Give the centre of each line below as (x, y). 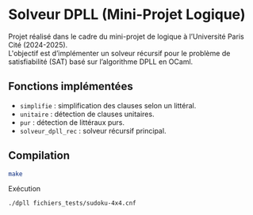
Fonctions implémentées (71, 87)
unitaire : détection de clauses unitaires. (87, 114)
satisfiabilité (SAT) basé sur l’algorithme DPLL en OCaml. (101, 62)
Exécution (25, 189)
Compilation (39, 156)
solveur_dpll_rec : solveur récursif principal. (93, 130)
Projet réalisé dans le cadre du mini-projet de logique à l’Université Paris (126, 36)
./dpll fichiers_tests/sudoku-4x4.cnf (72, 203)
